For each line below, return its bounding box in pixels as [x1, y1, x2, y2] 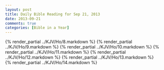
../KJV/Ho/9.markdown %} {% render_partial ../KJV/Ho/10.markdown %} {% [5, 44, 160, 50]
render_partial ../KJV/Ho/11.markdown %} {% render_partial [5, 49, 126, 55]
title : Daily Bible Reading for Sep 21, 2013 [5, 12, 100, 17]
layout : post [5, 7, 32, 12]
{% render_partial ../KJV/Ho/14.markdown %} [5, 60, 98, 66]
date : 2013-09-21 [5, 16, 41, 21]
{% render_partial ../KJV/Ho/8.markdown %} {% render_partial [5, 39, 132, 45]
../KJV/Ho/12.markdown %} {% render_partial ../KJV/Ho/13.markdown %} [5, 54, 154, 60]
